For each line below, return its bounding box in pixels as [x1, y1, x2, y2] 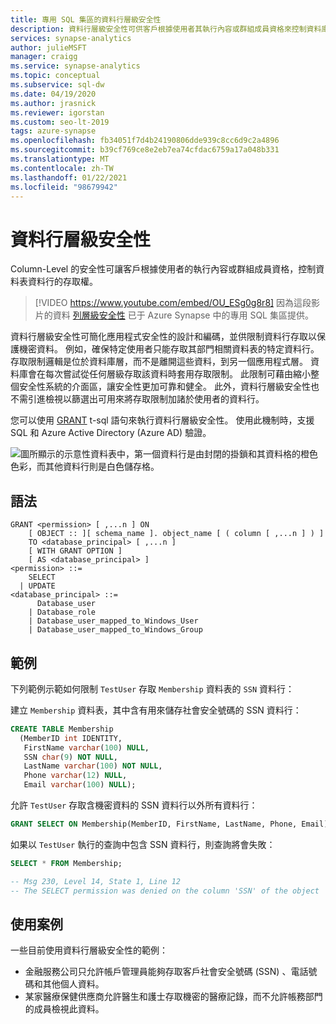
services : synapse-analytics [10, 33, 132, 43]
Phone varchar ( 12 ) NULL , [23, 771, 128, 781]
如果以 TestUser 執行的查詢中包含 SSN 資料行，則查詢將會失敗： [10, 838, 276, 850]
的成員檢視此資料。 [24, 1003, 105, 1015]
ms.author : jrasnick [10, 98, 97, 108]
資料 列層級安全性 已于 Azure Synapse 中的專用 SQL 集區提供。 [52, 309, 314, 321]
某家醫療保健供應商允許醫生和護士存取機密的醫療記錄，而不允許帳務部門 [24, 991, 323, 1003]
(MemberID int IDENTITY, [19, 733, 123, 743]
